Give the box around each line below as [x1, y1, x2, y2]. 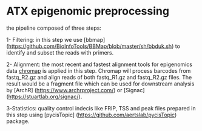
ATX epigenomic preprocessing [6, 4, 170, 18]
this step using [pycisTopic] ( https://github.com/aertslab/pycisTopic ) [6, 111, 177, 118]
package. [6, 117, 30, 125]
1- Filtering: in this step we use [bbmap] [6, 36, 106, 43]
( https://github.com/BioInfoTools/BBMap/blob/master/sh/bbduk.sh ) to [6, 42, 181, 50]
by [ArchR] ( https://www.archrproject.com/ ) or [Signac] [6, 86, 145, 93]
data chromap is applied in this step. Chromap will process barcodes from [6, 67, 191, 74]
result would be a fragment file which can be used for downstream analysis [6, 80, 195, 87]
